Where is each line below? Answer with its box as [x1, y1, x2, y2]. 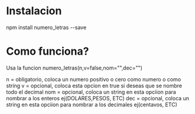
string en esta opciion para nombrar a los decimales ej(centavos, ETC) [6, 101, 177, 108]
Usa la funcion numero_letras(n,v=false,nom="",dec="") [6, 64, 143, 71]
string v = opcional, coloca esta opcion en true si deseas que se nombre [6, 82, 182, 89]
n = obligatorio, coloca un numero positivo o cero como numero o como [6, 75, 181, 83]
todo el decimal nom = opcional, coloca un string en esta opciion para [6, 88, 176, 96]
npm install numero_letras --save [6, 24, 87, 31]
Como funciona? [6, 45, 89, 58]
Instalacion [6, 4, 62, 18]
